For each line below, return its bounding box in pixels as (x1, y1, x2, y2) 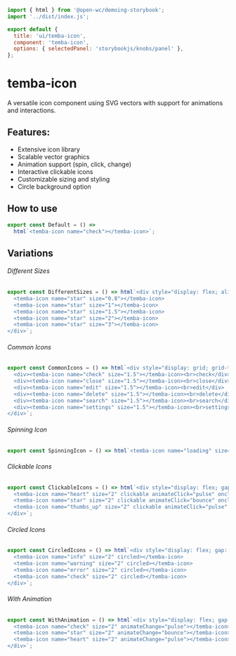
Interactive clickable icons (17, 167, 93, 175)
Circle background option (17, 182, 91, 191)
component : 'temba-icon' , (13, 39, 90, 46)
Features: (7, 126, 51, 138)
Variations (7, 247, 54, 259)
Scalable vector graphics (17, 152, 90, 161)
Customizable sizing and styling (17, 175, 110, 183)
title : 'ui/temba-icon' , (13, 32, 86, 39)
